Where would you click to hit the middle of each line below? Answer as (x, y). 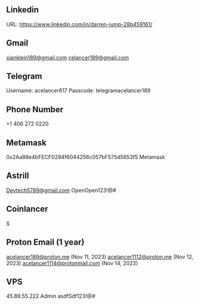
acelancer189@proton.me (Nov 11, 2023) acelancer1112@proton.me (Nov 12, (100, 257)
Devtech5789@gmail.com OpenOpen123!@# (61, 190)
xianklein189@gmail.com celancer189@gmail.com (68, 57)
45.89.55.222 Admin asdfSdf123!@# (51, 296)
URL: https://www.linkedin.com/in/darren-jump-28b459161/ (79, 24)
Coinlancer (27, 209)
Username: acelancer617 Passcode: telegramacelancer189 (79, 91)
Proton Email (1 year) (45, 243)
